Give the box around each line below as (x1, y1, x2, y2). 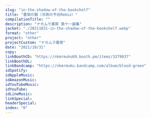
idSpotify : (5, 68, 28, 73)
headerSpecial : (5, 101, 37, 106)
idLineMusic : (5, 91, 32, 96)
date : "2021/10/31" (5, 45, 46, 50)
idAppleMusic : (5, 73, 35, 78)
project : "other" (5, 36, 41, 41)
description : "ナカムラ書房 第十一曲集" (5, 21, 82, 27)
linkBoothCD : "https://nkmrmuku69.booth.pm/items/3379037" (5, 54, 131, 59)
